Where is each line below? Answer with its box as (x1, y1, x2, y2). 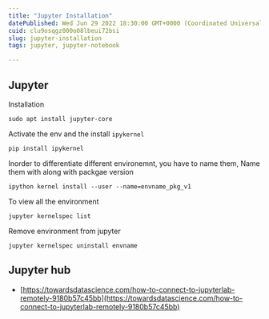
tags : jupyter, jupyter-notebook (8, 42, 120, 50)
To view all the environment (8, 196, 99, 206)
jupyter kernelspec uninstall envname (8, 241, 138, 249)
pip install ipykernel (8, 144, 84, 152)
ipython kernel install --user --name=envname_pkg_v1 (8, 182, 192, 191)
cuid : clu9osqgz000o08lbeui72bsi (8, 26, 120, 34)
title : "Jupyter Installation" (8, 11, 113, 20)
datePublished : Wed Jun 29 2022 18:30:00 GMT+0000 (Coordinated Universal (8, 19, 263, 27)
